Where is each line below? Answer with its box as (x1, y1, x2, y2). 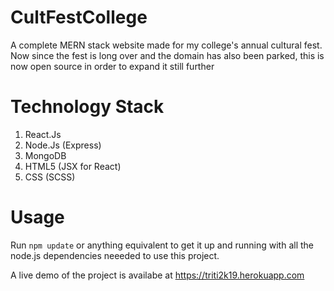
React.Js (24, 128, 62, 140)
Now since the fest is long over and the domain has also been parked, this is (10, 49, 325, 61)
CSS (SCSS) (24, 171, 76, 183)
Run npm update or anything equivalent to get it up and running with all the (10, 239, 314, 251)
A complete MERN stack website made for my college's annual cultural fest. (10, 39, 323, 51)
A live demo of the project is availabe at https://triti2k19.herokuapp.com (10, 269, 305, 281)
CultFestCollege (10, 6, 148, 29)
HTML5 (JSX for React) (24, 160, 122, 172)
